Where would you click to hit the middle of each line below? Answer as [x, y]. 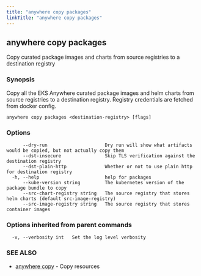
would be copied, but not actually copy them [65, 151]
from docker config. [31, 106]
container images [28, 209]
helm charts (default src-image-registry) [61, 199]
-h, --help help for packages [82, 177]
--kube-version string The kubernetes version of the [103, 182]
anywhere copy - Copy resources [57, 266]
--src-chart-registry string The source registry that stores [106, 193]
